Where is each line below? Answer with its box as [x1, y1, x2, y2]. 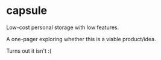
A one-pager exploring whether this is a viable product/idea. [6, 35, 156, 42]
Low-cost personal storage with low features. [6, 24, 119, 31]
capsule [6, 4, 48, 18]
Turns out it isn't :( [6, 47, 52, 55]
